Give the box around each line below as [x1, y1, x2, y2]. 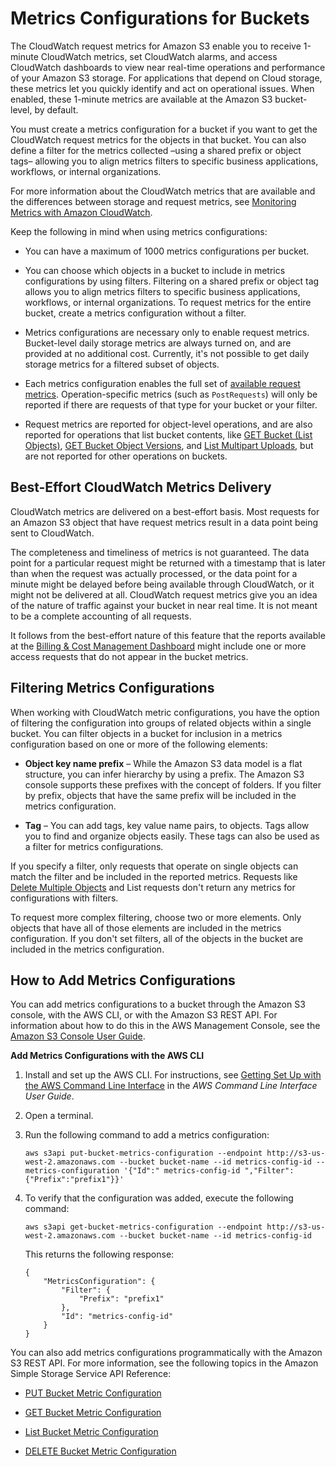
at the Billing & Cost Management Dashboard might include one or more [10, 640, 307, 652]
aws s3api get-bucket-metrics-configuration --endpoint [24, 1222, 263, 1232]
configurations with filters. [10, 892, 119, 904]
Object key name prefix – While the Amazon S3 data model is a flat [24, 757, 303, 769]
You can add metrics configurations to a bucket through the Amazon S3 [10, 998, 306, 1011]
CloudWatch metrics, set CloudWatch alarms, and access [40, 50, 278, 62]
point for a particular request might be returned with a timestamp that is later [10, 557, 326, 569]
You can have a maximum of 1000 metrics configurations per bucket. [24, 245, 310, 257]
